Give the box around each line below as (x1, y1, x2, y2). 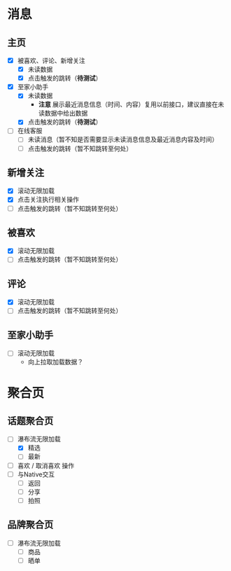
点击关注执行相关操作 (17, 195, 79, 204)
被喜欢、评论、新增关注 (17, 57, 85, 64)
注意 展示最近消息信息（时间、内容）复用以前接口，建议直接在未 (38, 100, 225, 109)
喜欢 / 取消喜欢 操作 (17, 461, 75, 469)
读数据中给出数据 (38, 109, 88, 118)
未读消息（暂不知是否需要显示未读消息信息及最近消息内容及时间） (27, 135, 218, 144)
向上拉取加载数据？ (27, 358, 84, 366)
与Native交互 (17, 470, 55, 479)
